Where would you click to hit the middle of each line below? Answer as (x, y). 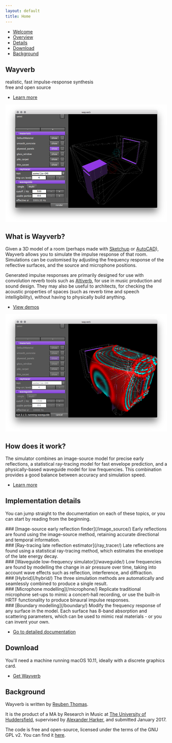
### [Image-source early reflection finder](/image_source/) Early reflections (86, 529)
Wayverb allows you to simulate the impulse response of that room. (77, 254)
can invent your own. (27, 622)
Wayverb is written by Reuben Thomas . (47, 704)
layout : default (23, 11)
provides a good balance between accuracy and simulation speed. (76, 475)
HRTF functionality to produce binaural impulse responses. (68, 600)
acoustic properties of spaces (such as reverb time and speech (72, 292)
